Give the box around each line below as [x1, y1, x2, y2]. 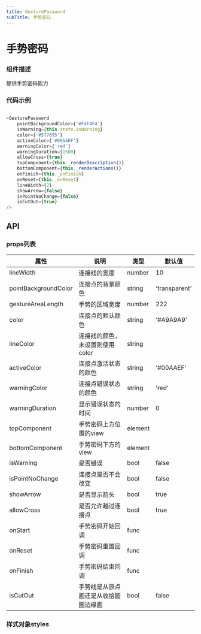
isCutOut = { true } [17, 199, 58, 205]
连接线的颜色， [78, 331, 121, 340]
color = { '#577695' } [17, 132, 63, 138]
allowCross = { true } [17, 154, 63, 161]
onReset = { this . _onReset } [17, 176, 79, 183]
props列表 [6, 240, 36, 249]
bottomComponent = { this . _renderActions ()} [17, 165, 121, 171]
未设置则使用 [78, 340, 115, 349]
